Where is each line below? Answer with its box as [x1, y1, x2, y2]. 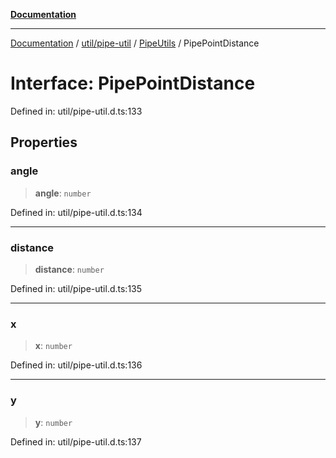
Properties [10, 134, 78, 151]
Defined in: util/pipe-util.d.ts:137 [10, 435, 142, 448]
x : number [34, 340, 73, 352]
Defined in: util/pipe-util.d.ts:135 [10, 282, 143, 294]
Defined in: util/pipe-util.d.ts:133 [10, 105, 143, 117]
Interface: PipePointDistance [10, 72, 256, 95]
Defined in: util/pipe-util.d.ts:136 [10, 359, 143, 371]
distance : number [34, 263, 105, 275]
